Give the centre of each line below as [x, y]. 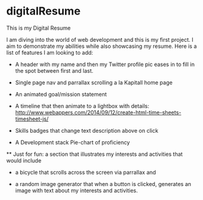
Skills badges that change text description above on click [87, 130]
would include [24, 160]
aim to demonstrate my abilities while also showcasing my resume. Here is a [102, 46]
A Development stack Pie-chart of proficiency [72, 142]
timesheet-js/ [32, 119]
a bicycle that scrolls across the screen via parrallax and [85, 172]
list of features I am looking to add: [50, 52]
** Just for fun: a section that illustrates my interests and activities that [95, 154]
